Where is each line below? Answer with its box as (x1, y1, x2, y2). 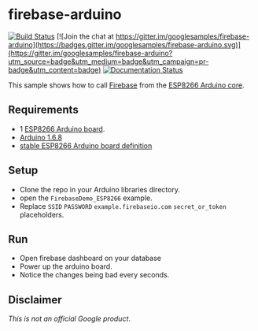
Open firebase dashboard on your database (19, 254, 162, 263)
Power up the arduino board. (19, 262, 112, 271)
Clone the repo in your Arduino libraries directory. (19, 184, 181, 194)
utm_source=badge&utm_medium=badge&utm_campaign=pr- (8, 57, 209, 66)
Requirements (8, 103, 79, 117)
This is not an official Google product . (8, 314, 131, 324)
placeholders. (19, 210, 64, 219)
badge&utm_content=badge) (8, 65, 101, 74)
